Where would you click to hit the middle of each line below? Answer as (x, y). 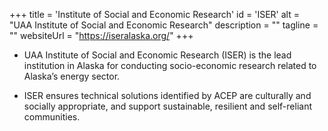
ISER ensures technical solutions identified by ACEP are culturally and (167, 95)
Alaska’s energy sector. (72, 76)
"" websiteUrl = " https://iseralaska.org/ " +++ (101, 35)
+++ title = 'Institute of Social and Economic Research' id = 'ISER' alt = (154, 14)
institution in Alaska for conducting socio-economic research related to (170, 65)
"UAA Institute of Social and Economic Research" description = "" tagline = (164, 25)
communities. (52, 117)
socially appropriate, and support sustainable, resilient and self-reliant (167, 106)
